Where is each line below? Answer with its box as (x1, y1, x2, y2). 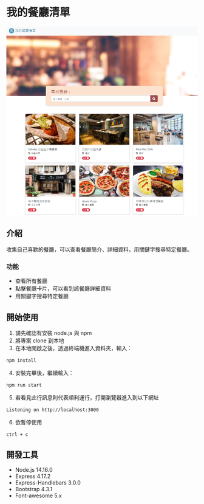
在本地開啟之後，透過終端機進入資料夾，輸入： (15, 344, 132, 351)
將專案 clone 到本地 (15, 337, 64, 344)
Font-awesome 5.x (15, 492, 62, 499)
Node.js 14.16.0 (15, 466, 53, 474)
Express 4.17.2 (15, 472, 51, 480)
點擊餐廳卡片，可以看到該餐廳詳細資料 (15, 285, 111, 292)
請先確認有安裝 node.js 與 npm (15, 329, 92, 336)
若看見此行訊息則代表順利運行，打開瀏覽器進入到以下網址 (15, 393, 159, 401)
